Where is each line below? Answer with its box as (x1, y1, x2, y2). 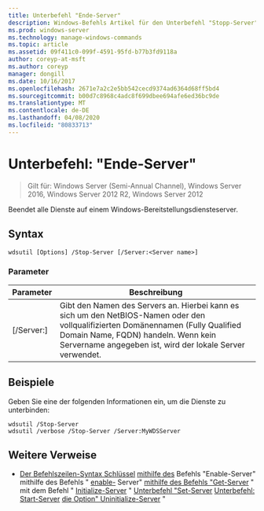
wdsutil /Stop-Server (8, 420, 79, 428)
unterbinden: (8, 405, 49, 414)
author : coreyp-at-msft (8, 56, 86, 64)
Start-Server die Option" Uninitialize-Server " (19, 494, 167, 504)
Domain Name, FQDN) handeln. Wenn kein (59, 329, 216, 340)
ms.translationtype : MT (8, 99, 86, 107)
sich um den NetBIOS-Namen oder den (59, 310, 206, 321)
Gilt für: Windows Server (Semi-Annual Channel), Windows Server (27, 181, 242, 190)
